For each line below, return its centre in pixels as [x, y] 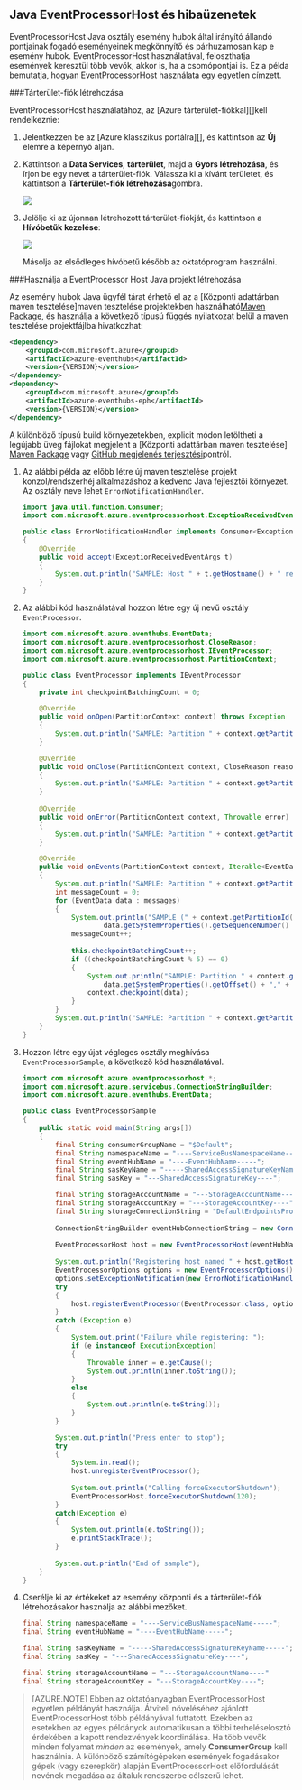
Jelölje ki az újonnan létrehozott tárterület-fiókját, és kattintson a [142, 218]
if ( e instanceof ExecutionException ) [144, 1345]
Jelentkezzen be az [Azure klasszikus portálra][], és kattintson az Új [149, 137]
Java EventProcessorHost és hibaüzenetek [133, 15]
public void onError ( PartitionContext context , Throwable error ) [165, 817]
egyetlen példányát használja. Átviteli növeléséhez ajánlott [140, 1708]
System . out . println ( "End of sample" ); [128, 1563]
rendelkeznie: [35, 119]
